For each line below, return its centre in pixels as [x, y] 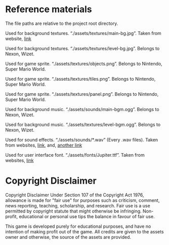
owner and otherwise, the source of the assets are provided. [68, 237]
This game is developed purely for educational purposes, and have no [78, 226]
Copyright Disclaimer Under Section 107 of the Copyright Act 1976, [75, 195]
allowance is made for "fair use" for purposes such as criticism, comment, [82, 200]
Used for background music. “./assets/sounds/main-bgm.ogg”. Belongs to [82, 109]
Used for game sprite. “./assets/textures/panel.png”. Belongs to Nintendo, [82, 94]
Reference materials [49, 9]
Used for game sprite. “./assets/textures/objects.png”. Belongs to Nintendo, [84, 63]
